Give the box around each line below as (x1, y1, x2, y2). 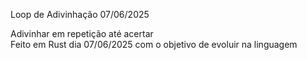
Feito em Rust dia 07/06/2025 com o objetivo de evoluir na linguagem (10, 39, 298, 50)
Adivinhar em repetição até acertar (10, 28, 154, 39)
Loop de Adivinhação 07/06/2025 (10, 9, 150, 20)
